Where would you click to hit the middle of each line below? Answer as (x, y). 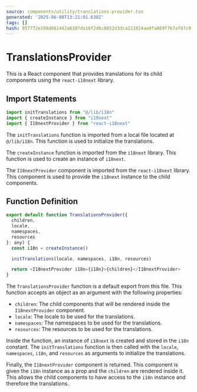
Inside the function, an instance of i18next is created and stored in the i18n (98, 340)
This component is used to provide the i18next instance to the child (88, 176)
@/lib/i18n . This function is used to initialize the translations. (80, 141)
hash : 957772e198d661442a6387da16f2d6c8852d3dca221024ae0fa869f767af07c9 (99, 28)
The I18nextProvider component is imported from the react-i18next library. (98, 170)
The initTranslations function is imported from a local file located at (90, 134)
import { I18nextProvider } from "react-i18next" (68, 123)
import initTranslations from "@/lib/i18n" (60, 113)
